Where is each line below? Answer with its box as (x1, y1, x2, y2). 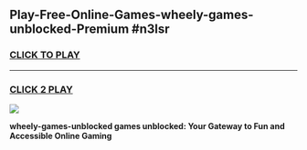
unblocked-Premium (9, 22, 130, 37)
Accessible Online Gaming (9, 130, 112, 141)
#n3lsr (131, 22, 171, 37)
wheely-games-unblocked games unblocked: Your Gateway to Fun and (9, 120, 285, 131)
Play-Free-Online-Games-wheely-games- (9, 7, 254, 23)
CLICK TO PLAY (9, 49, 80, 62)
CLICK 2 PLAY (9, 83, 73, 95)
